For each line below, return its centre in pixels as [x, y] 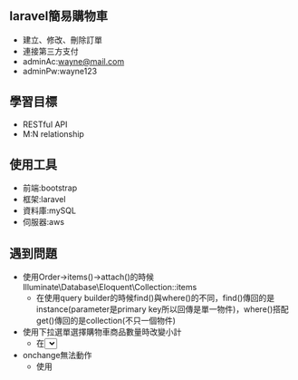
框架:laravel [44, 200]
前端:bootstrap [50, 188]
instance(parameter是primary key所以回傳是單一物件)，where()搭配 [163, 309]
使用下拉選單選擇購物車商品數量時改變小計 [102, 332]
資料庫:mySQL [49, 210]
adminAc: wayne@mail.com [73, 61]
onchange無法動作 [57, 356]
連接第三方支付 [50, 51]
